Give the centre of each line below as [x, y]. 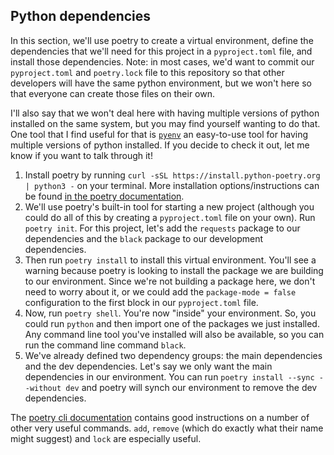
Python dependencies [81, 16]
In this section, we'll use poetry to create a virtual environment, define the [162, 40]
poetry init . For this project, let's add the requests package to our [162, 228]
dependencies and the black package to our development [144, 238]
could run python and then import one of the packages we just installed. [172, 323]
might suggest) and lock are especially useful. [106, 438]
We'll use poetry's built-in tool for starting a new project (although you [169, 206]
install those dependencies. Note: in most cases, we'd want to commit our [162, 61]
